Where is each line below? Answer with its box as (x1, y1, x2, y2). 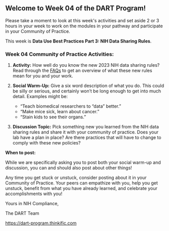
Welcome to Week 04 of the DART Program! (5, 4, 146, 13)
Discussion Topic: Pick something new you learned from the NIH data (12, 124, 159, 130)
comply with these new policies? (12, 140, 81, 146)
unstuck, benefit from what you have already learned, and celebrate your (5, 186, 158, 192)
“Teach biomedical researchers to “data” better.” (20, 103, 121, 109)
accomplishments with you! (5, 191, 62, 197)
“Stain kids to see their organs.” (20, 114, 86, 120)
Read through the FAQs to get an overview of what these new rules (12, 68, 153, 74)
